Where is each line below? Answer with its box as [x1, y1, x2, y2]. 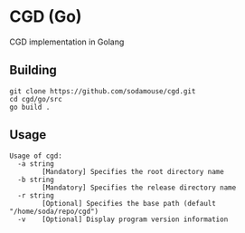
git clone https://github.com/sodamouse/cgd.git [9, 86, 196, 96]
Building [9, 63, 57, 78]
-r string [17, 190, 54, 200]
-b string [17, 175, 54, 184]
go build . [9, 102, 51, 112]
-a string [17, 159, 54, 169]
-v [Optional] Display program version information [17, 215, 229, 224]
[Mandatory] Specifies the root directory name [42, 167, 224, 176]
